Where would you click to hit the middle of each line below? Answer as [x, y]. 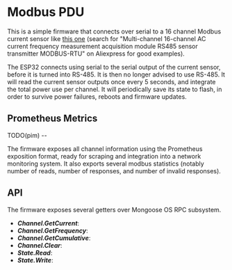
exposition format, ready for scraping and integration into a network [104, 156]
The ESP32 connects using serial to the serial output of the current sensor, [114, 67]
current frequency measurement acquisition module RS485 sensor [102, 46]
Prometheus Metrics [52, 119]
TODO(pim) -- [27, 135]
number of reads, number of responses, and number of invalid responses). [114, 170]
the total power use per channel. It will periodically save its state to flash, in [115, 89]
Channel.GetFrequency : [52, 230]
